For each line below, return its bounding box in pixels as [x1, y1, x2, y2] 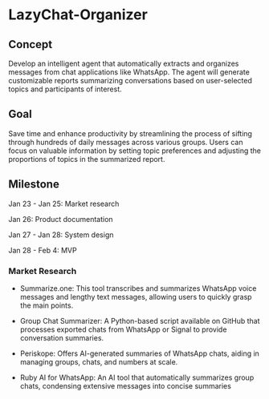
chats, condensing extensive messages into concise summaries [19, 381, 231, 390]
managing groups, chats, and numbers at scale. [19, 357, 178, 366]
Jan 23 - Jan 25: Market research [8, 199, 120, 208]
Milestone [8, 178, 60, 191]
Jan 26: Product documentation [8, 214, 114, 224]
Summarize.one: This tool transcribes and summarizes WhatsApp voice [19, 283, 257, 293]
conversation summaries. [19, 332, 104, 342]
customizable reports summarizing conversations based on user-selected [8, 76, 253, 85]
